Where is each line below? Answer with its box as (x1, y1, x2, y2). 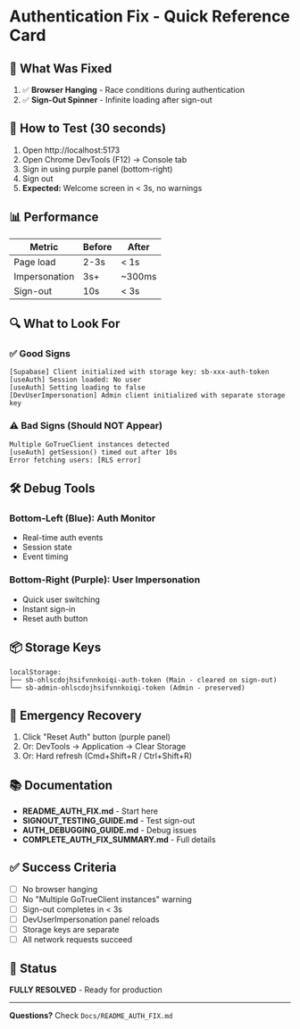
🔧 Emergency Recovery (9, 707, 142, 723)
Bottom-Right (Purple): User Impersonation (9, 573, 201, 586)
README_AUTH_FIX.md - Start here (21, 806, 159, 816)
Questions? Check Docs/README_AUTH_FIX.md (9, 1010, 173, 1021)
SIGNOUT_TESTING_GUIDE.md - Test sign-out (21, 816, 196, 826)
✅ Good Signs (9, 347, 71, 359)
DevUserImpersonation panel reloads (21, 914, 160, 925)
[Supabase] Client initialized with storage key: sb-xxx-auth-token (9, 368, 270, 377)
